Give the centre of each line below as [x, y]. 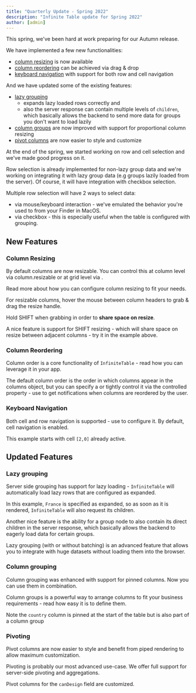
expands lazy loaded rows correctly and [72, 103]
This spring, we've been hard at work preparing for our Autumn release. [93, 39]
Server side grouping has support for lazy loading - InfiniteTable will [90, 486]
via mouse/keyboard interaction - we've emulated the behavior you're [99, 204]
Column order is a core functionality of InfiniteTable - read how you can [94, 363]
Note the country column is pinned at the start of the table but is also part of [98, 615]
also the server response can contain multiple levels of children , [101, 110]
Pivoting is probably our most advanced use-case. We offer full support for [97, 666]
